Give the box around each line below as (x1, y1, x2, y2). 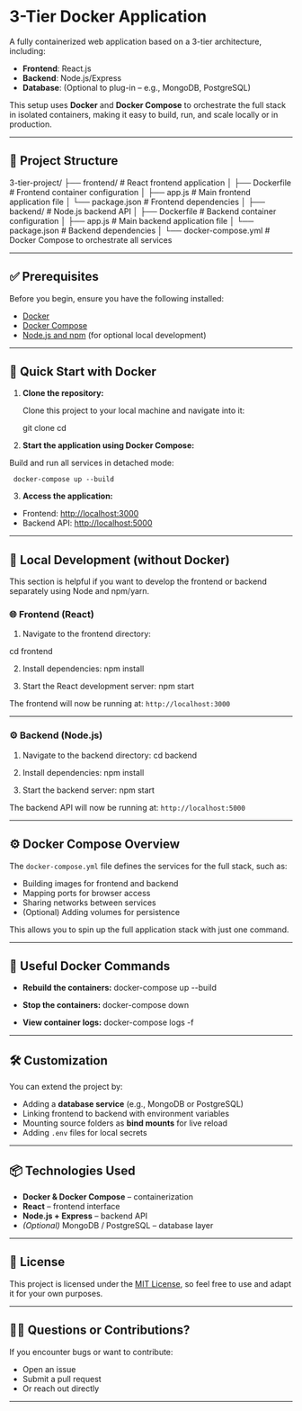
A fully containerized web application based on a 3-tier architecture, (9, 36, 262, 47)
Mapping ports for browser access (22, 887, 151, 898)
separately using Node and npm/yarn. (9, 586, 150, 597)
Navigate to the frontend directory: (22, 628, 151, 640)
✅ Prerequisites (9, 269, 99, 284)
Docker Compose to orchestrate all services (9, 234, 173, 245)
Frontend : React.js (22, 63, 92, 74)
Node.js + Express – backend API (22, 1210, 148, 1221)
